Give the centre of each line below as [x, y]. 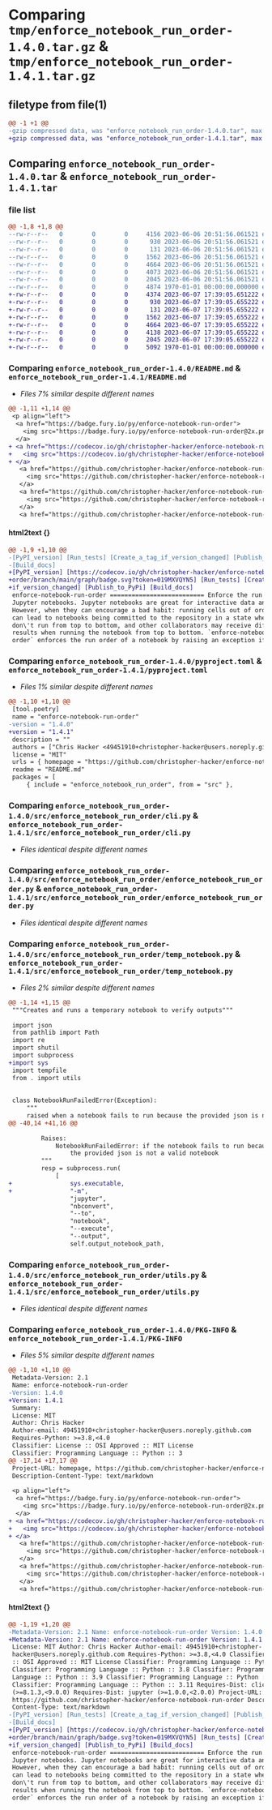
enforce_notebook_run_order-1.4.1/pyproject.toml [108, 670]
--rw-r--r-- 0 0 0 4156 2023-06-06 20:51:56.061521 [134, 234]
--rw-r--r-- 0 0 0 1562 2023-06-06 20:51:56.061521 [134, 257]
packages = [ [34, 777]
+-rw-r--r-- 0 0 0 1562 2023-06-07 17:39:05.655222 [134, 317]
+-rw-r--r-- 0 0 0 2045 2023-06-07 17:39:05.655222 [134, 340]
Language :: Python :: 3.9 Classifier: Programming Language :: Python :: [140, 1677]
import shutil [36, 1048]
